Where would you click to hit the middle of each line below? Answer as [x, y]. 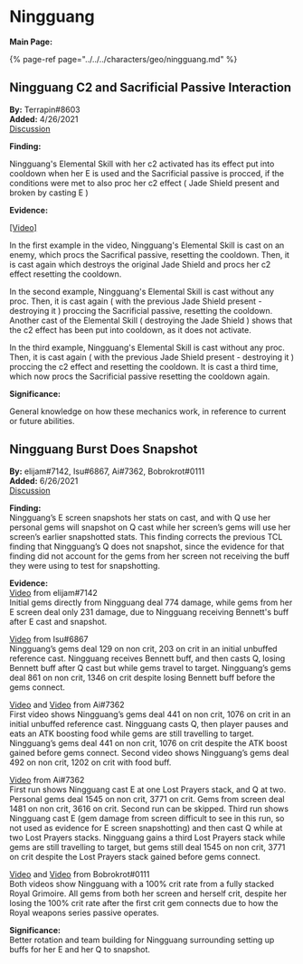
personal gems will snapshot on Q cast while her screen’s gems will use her [150, 527]
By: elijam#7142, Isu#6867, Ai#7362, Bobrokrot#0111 [107, 471]
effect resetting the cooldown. [66, 274]
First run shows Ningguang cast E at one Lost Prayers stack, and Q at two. [148, 789]
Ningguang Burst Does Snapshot [104, 449]
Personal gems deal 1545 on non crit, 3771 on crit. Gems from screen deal [147, 799]
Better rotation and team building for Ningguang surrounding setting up [142, 940]
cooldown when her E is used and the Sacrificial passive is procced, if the [147, 173]
